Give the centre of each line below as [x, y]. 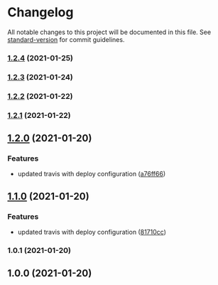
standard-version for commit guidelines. [66, 39]
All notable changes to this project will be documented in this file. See [109, 32]
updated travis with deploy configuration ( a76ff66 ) [92, 174]
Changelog [40, 12]
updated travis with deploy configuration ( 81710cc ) [92, 232]
